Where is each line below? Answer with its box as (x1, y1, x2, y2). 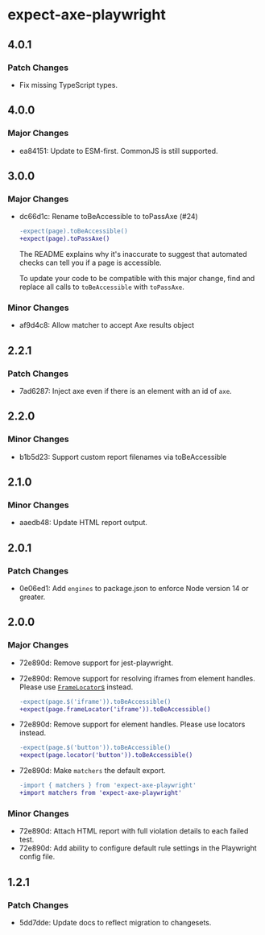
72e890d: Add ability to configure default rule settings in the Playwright (19, 843, 257, 853)
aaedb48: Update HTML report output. (19, 518, 148, 527)
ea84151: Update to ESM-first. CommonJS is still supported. (19, 146, 218, 155)
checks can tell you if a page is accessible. (19, 258, 162, 267)
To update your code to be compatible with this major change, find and (19, 274, 255, 283)
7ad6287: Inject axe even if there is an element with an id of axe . (19, 386, 233, 395)
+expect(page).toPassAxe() (19, 235, 110, 243)
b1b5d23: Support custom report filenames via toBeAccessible (19, 452, 227, 461)
